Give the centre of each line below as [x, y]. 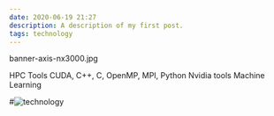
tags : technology [41, 33]
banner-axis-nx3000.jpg [54, 59]
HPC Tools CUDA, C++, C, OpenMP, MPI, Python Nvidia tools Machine [137, 76]
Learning [26, 85]
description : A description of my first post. [96, 25]
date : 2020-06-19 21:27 [53, 17]
